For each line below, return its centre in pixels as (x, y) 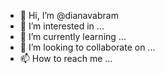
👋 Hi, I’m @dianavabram (69, 15)
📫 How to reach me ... (66, 58)
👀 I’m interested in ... (62, 26)
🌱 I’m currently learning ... (73, 36)
